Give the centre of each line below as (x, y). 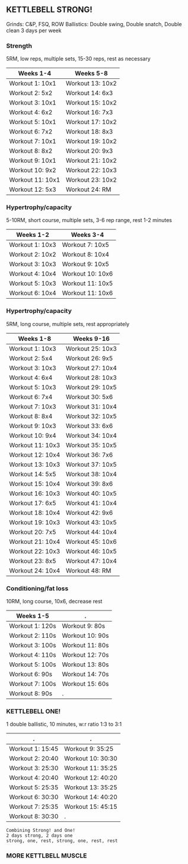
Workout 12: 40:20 (91, 778)
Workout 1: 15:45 (34, 749)
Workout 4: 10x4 (33, 274)
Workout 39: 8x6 (90, 483)
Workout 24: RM (89, 189)
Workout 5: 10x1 (33, 122)
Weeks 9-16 (91, 338)
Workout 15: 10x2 (92, 103)
